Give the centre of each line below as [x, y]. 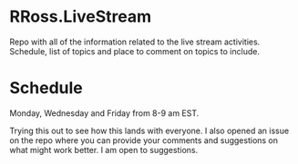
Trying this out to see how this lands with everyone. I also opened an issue [149, 130]
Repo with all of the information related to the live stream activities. [135, 42]
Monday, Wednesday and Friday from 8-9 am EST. [104, 113]
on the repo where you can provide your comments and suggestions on [144, 140]
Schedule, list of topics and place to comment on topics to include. [134, 51]
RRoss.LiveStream [81, 17]
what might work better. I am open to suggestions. [104, 150]
